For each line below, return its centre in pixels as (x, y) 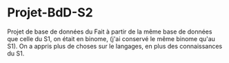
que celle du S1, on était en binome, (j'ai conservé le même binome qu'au (111, 38)
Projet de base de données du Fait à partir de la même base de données (110, 32)
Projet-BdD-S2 (50, 13)
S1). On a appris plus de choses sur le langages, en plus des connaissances (115, 46)
